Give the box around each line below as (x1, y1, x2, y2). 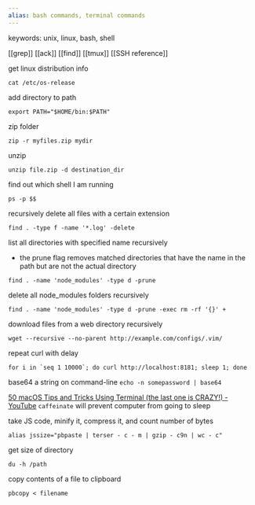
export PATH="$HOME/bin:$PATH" (8, 108, 111, 116)
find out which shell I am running (8, 179, 114, 189)
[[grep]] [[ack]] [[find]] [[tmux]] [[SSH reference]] (8, 48, 169, 57)
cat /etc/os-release (8, 79, 76, 87)
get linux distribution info (8, 64, 89, 73)
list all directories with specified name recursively (8, 238, 169, 247)
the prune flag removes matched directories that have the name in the (19, 252, 246, 262)
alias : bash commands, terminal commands (8, 11, 146, 20)
